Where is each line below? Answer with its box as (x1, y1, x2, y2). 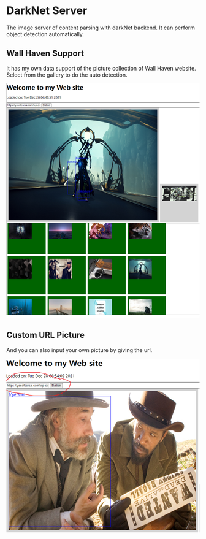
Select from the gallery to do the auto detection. (6, 71, 128, 78)
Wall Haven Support (6, 48, 85, 59)
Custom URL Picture (6, 330, 85, 340)
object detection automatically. (6, 30, 85, 37)
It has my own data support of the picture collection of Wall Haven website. (6, 64, 196, 72)
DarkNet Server (6, 4, 88, 18)
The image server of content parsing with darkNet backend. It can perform (6, 24, 195, 31)
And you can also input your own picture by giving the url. (6, 346, 153, 353)
